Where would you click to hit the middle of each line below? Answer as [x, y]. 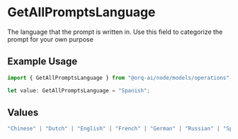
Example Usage [42, 62]
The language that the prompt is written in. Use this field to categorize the [115, 32]
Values [23, 113]
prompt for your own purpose [50, 39]
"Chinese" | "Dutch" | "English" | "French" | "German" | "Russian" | [114, 129]
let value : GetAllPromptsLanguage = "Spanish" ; [79, 90]
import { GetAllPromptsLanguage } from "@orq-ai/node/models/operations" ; [120, 78]
